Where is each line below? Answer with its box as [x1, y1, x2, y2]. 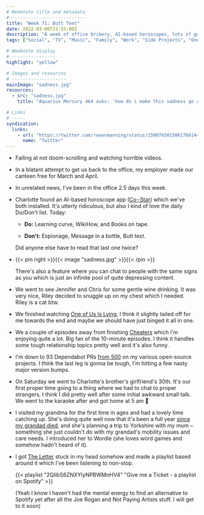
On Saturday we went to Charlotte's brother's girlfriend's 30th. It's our [15, 378, 191, 385]
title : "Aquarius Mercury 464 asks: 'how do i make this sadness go [17, 98, 194, 105]
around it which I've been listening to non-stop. [15, 459, 134, 467]
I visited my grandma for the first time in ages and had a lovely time [15, 409, 184, 416]
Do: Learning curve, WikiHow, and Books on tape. [24, 221, 149, 228]
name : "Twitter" [22, 138, 64, 144]
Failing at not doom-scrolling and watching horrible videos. [15, 154, 163, 161]
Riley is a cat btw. [15, 298, 59, 306]
